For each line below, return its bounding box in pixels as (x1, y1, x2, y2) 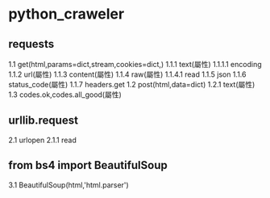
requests (8, 37, 55, 51)
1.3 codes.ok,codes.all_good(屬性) (8, 90, 123, 99)
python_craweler (8, 5, 125, 23)
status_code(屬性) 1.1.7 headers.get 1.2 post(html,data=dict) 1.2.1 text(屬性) (8, 80, 255, 89)
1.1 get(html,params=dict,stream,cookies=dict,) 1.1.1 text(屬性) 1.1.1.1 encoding (8, 60, 262, 69)
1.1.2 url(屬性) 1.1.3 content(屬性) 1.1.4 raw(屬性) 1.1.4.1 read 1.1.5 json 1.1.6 (8, 70, 247, 79)
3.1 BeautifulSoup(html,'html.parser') (8, 179, 129, 190)
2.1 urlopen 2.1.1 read (8, 135, 77, 145)
